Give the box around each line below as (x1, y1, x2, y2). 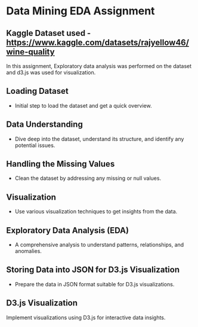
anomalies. (14, 247, 42, 255)
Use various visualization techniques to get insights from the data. (14, 208, 178, 215)
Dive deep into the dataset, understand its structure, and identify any (14, 135, 184, 142)
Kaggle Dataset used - (6, 28, 91, 38)
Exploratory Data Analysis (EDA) (6, 225, 129, 236)
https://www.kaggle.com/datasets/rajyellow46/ (6, 37, 190, 47)
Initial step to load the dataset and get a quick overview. (14, 102, 152, 109)
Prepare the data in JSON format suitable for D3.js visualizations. (14, 280, 175, 288)
